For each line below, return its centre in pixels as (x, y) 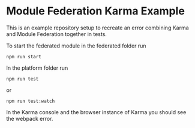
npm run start (24, 56)
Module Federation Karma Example (95, 11)
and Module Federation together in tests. (56, 34)
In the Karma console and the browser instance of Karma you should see (96, 112)
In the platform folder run (37, 68)
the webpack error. (30, 118)
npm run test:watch (31, 101)
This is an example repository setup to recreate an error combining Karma (97, 28)
